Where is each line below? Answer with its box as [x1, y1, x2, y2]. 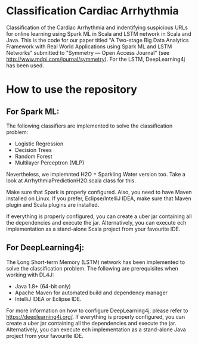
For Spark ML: [6, 106, 60, 117]
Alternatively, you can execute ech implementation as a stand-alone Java [6, 326, 186, 333]
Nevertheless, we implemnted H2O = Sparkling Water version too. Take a [6, 170, 186, 178]
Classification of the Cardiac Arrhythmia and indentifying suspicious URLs [6, 24, 188, 31]
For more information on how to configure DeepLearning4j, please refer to [6, 307, 188, 314]
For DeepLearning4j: [6, 243, 85, 253]
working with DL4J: [6, 271, 54, 278]
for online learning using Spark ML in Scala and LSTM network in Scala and [6, 30, 191, 37]
